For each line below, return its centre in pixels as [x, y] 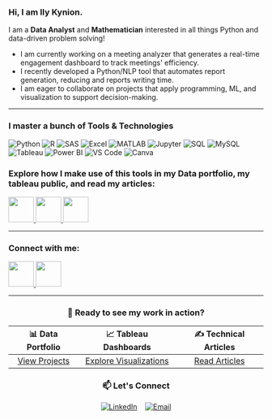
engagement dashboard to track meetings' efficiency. [110, 63]
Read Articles [219, 361]
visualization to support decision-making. [89, 97]
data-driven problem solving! [57, 38]
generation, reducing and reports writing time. [97, 80]
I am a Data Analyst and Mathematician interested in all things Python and [134, 30]
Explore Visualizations [127, 361]
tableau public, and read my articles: [82, 184]
